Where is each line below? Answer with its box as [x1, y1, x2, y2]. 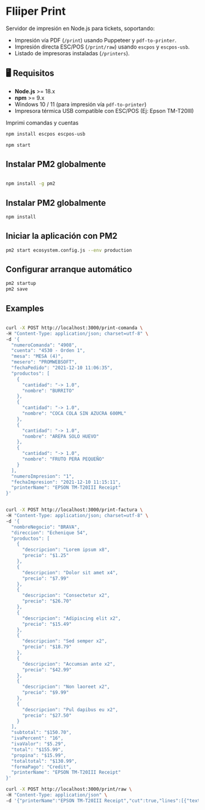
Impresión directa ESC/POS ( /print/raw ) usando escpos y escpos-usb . [14, 43, 190, 50]
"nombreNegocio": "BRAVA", [11, 524, 80, 530]
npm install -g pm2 [6, 181, 56, 187]
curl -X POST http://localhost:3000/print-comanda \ [6, 324, 143, 331]
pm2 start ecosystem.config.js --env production [6, 247, 132, 253]
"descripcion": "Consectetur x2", [21, 593, 111, 599]
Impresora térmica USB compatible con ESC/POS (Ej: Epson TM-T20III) [14, 107, 194, 114]
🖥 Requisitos [6, 68, 54, 79]
